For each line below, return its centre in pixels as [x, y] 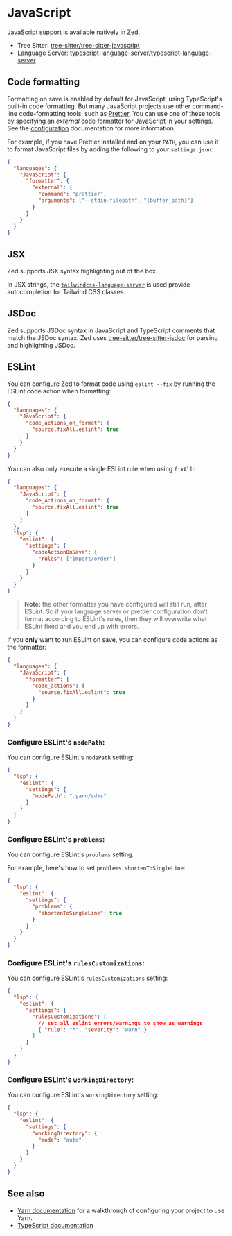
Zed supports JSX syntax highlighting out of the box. [82, 271]
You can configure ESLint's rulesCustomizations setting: [88, 978]
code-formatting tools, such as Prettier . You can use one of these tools [120, 113]
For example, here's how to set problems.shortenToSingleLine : [96, 868]
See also [26, 1194]
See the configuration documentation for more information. [91, 128]
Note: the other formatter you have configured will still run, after [116, 604]
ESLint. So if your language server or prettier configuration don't [116, 611]
